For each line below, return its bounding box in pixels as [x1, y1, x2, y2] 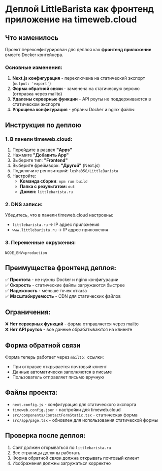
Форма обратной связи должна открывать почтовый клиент [12, 455, 139, 461]
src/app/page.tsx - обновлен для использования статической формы [12, 417, 158, 423]
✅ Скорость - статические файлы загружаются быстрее [5, 282, 125, 288]
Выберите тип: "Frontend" [12, 157, 68, 163]
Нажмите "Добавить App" [12, 152, 69, 158]
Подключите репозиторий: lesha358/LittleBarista [12, 167, 119, 173]
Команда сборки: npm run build [19, 178, 88, 184]
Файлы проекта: [5, 388, 58, 397]
